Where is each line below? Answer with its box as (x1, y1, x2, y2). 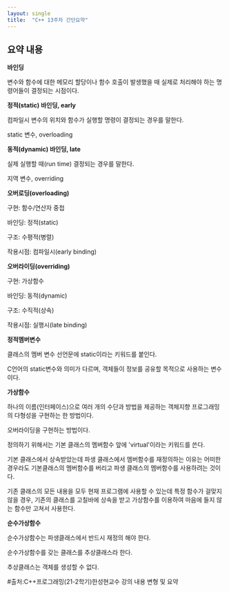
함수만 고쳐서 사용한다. (14, 504, 76, 513)
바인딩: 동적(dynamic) (7, 292, 68, 300)
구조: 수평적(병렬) (7, 233, 54, 241)
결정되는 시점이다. (30, 87, 79, 95)
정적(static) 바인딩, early (7, 101, 77, 110)
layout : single (7, 10, 51, 17)
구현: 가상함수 (7, 277, 45, 285)
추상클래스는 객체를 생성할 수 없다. (7, 563, 99, 571)
